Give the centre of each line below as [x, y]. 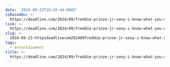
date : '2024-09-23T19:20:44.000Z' [42, 10]
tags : [11, 43]
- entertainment [27, 47]
